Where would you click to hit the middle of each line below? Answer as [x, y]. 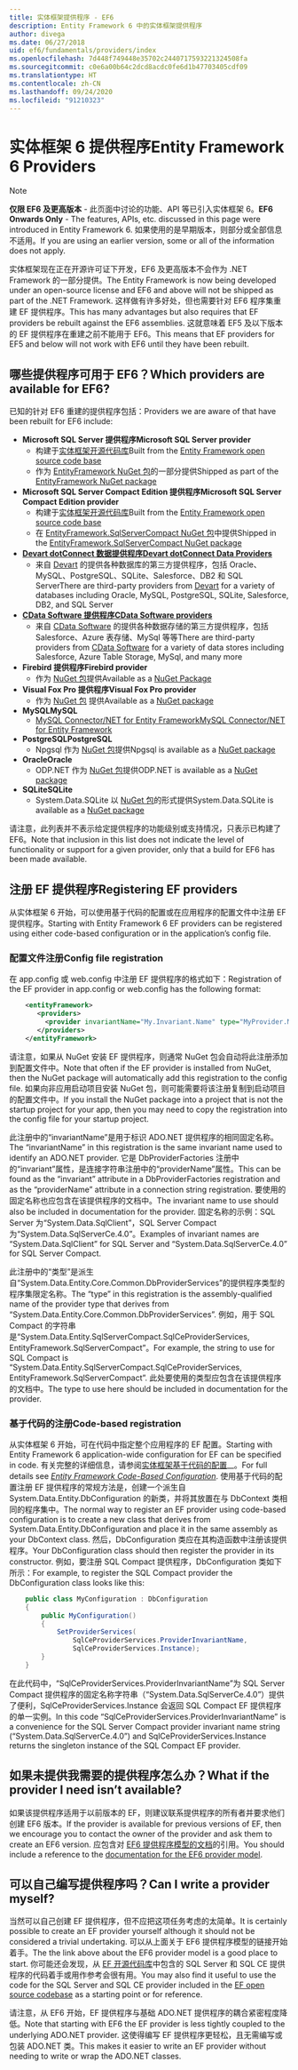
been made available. [48, 859]
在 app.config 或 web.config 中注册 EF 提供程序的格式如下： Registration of [145, 979]
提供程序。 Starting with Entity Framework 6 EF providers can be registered [145, 923]
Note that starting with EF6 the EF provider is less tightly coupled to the [155, 2024]
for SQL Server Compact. [55, 1253]
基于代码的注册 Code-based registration [95, 1423]
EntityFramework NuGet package [96, 482]
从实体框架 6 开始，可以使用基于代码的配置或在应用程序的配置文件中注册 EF [148, 912]
